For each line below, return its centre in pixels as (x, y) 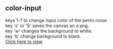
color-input (23, 8)
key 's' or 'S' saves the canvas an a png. (47, 25)
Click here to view (24, 41)
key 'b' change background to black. (43, 36)
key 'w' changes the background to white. (49, 31)
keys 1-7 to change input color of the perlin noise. (57, 20)
